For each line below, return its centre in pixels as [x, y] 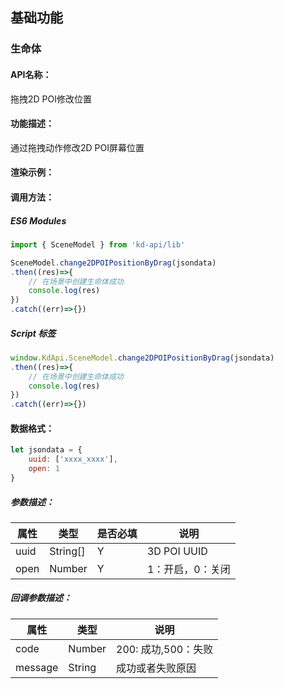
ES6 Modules [38, 220]
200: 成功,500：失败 [165, 649]
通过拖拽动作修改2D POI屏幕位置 [77, 147]
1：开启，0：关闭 [188, 569]
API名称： [31, 74]
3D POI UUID [177, 551]
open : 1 [44, 469]
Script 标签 [33, 333]
